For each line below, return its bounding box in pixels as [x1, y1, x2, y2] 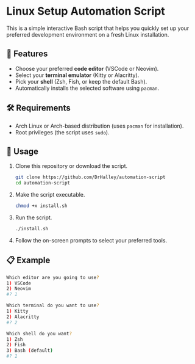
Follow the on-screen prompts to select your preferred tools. [15, 236, 168, 244]
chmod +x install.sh [15, 203, 68, 209]
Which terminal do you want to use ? [6, 302, 99, 309]
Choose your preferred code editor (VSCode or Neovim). [15, 65, 159, 72]
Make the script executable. [15, 191, 85, 198]
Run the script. [15, 214, 52, 221]
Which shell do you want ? [6, 330, 72, 337]
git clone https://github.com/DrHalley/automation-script [15, 174, 166, 181]
